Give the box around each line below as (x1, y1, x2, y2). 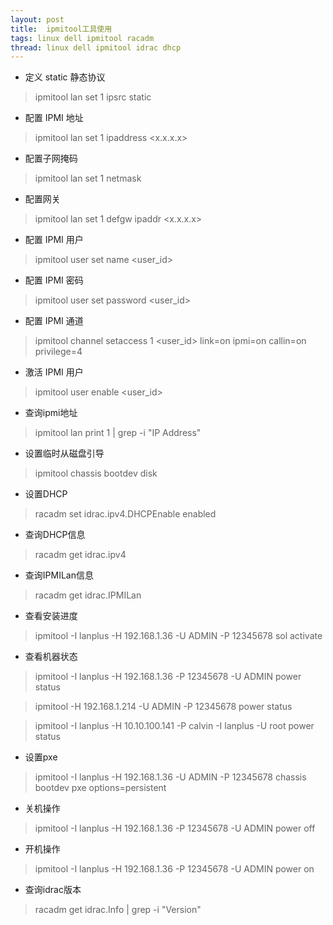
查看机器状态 (24, 651, 78, 663)
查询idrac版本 (24, 884, 82, 896)
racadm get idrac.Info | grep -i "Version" (34, 904, 202, 916)
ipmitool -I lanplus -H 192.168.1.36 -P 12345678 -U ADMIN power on (34, 863, 315, 875)
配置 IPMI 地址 (24, 112, 84, 124)
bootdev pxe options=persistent (34, 782, 167, 794)
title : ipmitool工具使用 (10, 24, 113, 34)
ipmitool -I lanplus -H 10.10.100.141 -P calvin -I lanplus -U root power (34, 720, 315, 732)
